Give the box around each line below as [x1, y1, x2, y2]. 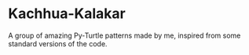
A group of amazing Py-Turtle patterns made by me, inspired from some [8, 31, 241, 40]
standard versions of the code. [8, 38, 108, 48]
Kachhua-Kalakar [8, 5, 126, 23]
